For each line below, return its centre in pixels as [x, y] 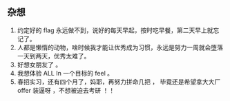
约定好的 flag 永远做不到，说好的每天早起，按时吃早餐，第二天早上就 [115, 30]
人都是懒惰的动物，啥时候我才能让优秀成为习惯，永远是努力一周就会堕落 [120, 47]
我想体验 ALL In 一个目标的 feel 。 [65, 73]
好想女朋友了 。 [39, 65]
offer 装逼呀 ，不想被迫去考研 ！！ [66, 90]
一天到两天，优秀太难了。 [54, 56]
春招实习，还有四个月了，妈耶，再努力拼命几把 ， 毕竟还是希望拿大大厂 [119, 82]
